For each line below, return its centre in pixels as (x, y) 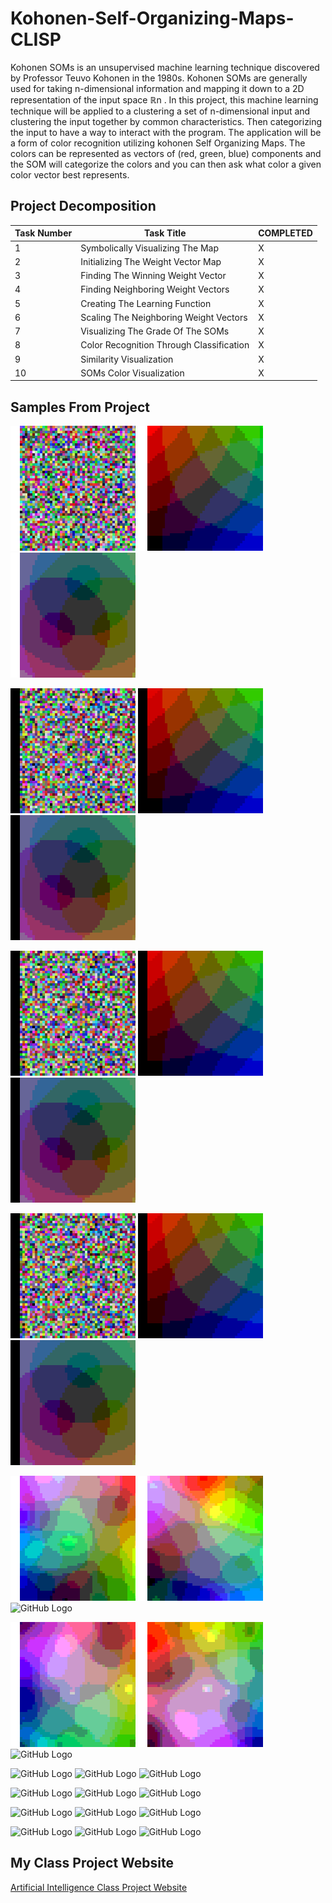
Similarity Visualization (127, 359)
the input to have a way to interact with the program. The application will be (166, 132)
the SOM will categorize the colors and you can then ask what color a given (166, 164)
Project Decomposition (83, 206)
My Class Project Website (92, 1863)
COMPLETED (285, 233)
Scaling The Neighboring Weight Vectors (164, 317)
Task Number (43, 233)
